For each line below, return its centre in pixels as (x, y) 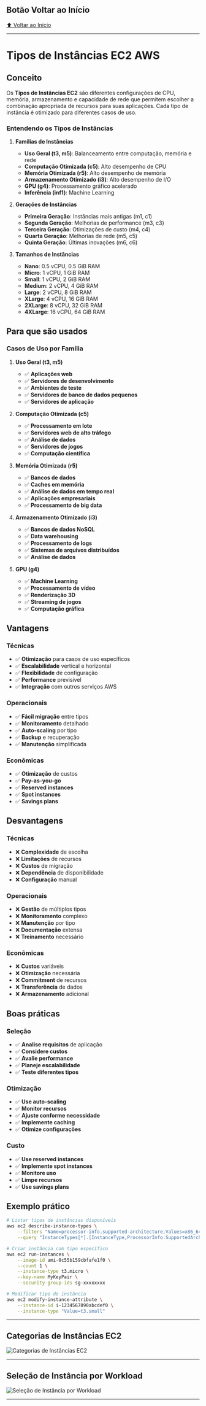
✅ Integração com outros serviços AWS (66, 687)
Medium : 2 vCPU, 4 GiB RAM (61, 286)
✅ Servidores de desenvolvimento (69, 380)
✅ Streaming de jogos (53, 601)
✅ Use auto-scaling (40, 1102)
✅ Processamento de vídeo (60, 588)
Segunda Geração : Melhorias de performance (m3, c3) (94, 223)
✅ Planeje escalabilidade (48, 1065)
